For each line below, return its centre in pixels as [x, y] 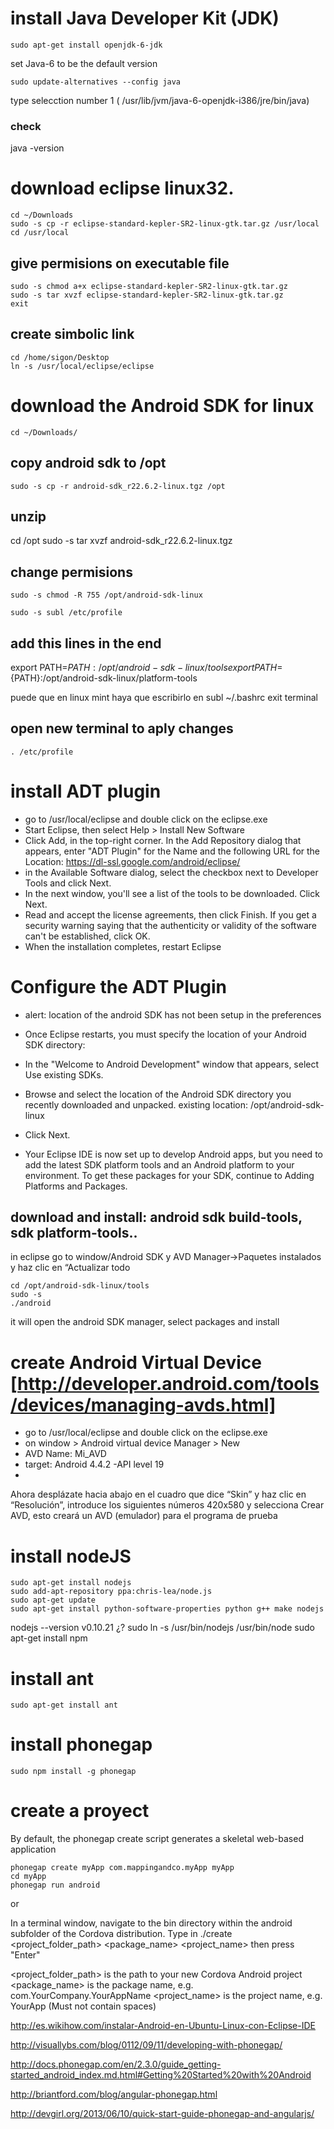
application [33, 1849]
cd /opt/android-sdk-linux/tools [80, 1286]
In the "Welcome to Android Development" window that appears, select [172, 1064]
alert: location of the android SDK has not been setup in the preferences [173, 1014]
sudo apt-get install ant [64, 1705]
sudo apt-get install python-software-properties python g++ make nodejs [167, 1609]
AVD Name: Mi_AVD [65, 1454]
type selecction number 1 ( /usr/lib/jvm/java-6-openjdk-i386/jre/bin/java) [160, 100]
